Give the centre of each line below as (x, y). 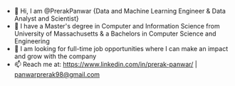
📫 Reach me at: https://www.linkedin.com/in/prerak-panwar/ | (105, 64)
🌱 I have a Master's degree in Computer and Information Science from (117, 26)
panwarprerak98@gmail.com (57, 74)
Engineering (32, 41)
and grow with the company (55, 56)
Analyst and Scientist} (47, 18)
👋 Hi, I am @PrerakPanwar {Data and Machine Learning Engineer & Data (120, 11)
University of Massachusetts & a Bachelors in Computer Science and (115, 33)
